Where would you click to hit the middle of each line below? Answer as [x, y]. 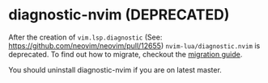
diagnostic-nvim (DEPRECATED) [119, 15]
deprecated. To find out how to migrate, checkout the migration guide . [125, 54]
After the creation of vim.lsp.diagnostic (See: [85, 37]
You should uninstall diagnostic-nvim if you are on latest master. [115, 69]
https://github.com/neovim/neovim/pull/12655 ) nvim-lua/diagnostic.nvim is [134, 45]
